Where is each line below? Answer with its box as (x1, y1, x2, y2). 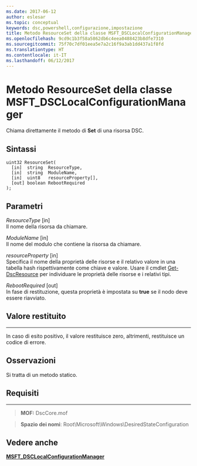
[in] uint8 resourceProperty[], (11, 175, 98, 181)
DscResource (6, 271, 39, 278)
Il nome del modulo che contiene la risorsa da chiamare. (6, 241, 142, 248)
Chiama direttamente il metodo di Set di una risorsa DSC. (6, 127, 144, 134)
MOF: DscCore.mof (20, 409, 68, 416)
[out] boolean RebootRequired (11, 180, 85, 186)
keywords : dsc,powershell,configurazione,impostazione (6, 25, 143, 31)
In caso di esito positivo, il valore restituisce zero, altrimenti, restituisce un (6, 332, 185, 339)
